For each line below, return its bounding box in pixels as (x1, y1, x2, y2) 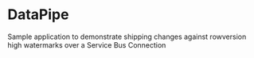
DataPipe (7, 6, 69, 24)
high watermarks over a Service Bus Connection (7, 40, 166, 49)
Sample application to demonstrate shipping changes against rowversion (7, 32, 247, 41)
